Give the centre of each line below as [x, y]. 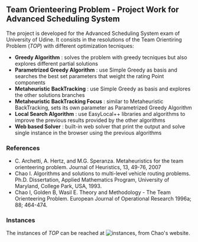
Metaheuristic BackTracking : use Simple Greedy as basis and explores [103, 89]
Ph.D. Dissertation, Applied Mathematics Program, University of [92, 180]
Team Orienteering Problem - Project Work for [92, 10]
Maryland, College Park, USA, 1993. [58, 186]
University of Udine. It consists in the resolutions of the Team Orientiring [94, 39]
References [23, 148]
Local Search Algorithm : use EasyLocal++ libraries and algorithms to [100, 114]
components [30, 82]
